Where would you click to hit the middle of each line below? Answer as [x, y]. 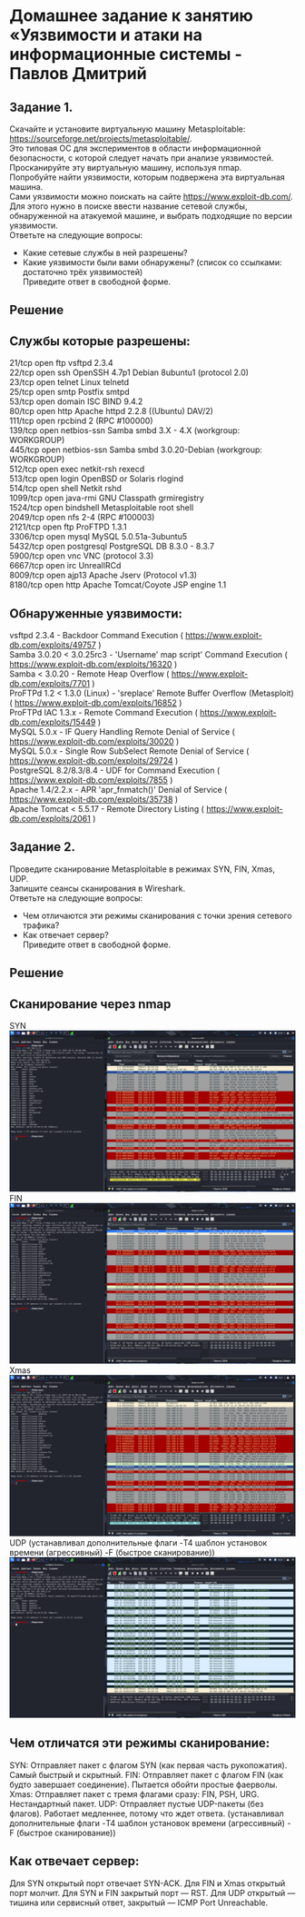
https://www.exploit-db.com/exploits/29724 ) [94, 761]
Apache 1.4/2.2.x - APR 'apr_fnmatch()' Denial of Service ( [118, 790]
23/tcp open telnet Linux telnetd [69, 382]
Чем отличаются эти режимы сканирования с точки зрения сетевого [157, 915]
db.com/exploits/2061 [50, 819]
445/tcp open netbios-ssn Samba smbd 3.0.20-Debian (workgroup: [136, 450]
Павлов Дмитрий [78, 74]
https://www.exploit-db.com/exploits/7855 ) [91, 780]
